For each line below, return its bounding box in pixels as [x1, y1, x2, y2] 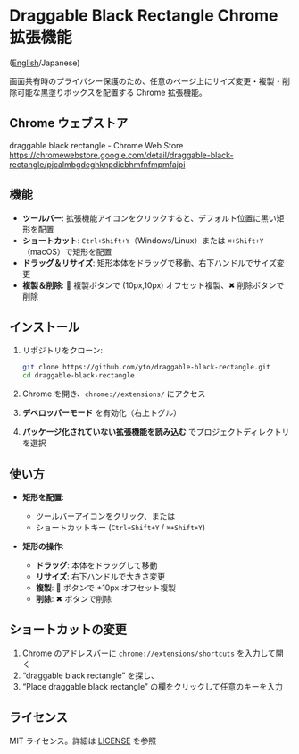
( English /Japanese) [9, 57, 80, 68]
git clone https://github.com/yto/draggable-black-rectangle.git [21, 363, 270, 372]
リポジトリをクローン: [21, 345, 104, 356]
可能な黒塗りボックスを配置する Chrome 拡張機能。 [16, 87, 207, 97]
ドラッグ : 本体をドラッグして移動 [35, 560, 158, 571]
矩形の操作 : [21, 540, 64, 551]
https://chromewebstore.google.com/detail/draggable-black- [9, 149, 234, 160]
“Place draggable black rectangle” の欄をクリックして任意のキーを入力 [21, 681, 283, 691]
